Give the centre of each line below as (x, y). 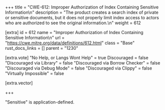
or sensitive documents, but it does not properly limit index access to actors (82, 18)
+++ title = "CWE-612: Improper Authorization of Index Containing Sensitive (82, 7)
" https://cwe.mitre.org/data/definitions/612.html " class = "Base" (70, 43)
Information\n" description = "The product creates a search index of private (82, 12)
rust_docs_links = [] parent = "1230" (42, 48)
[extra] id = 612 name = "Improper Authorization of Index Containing (74, 32)
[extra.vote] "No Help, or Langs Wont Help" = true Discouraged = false (77, 58)
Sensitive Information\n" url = (35, 37)
